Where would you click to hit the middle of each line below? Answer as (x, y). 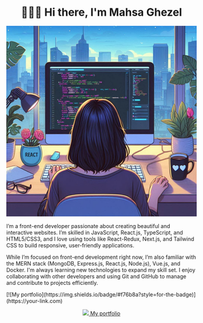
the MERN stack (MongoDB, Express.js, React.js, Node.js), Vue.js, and (93, 263)
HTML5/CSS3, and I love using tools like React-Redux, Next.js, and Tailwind (100, 239)
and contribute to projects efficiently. (52, 282)
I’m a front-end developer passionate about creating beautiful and (88, 226)
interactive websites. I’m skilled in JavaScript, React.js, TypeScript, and (95, 232)
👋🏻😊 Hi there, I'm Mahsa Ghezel (101, 12)
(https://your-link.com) (34, 301)
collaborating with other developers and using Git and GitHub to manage (96, 276)
